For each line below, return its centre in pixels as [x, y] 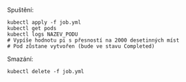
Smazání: [20, 59]
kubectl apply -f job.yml [44, 23]
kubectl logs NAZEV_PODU [43, 34]
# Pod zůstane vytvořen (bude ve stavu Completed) [81, 46]
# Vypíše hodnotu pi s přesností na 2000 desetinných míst [93, 40]
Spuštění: [21, 10]
